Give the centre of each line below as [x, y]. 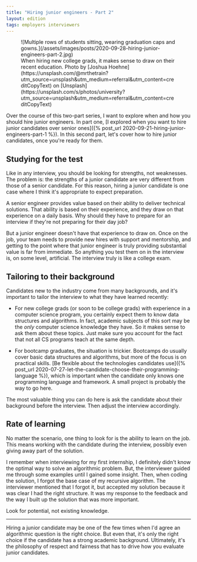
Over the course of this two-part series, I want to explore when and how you [98, 116]
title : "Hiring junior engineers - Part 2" [60, 12]
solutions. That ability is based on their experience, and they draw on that [95, 210]
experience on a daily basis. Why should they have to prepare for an [89, 216]
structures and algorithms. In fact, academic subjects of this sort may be [102, 321]
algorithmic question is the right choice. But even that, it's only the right [92, 534]
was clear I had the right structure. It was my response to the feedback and [97, 493]
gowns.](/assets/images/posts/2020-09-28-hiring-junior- [90, 48]
